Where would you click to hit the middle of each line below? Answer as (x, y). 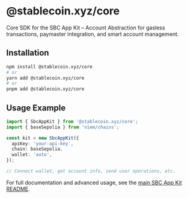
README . (18, 189)
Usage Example (36, 108)
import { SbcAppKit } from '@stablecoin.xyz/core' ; (72, 121)
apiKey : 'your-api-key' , (43, 143)
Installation (28, 53)
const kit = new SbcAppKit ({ (43, 138)
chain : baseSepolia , (37, 149)
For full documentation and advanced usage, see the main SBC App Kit (94, 182)
